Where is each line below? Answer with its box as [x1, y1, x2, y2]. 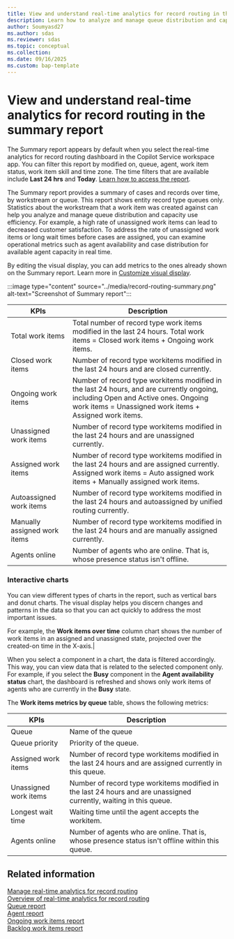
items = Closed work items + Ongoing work [72, 335, 214, 345]
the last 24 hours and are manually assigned [72, 525, 218, 535]
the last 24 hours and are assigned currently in [69, 758, 222, 768]
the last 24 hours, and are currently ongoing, [72, 384, 219, 394]
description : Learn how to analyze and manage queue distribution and [7, 17, 217, 24]
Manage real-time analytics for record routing [7, 887, 138, 895]
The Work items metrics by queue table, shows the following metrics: [7, 698, 209, 707]
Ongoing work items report [7, 916, 85, 925]
